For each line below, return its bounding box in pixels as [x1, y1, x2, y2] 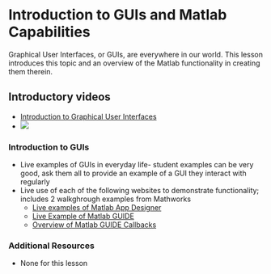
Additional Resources [8, 240, 95, 251]
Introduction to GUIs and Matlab [8, 6, 227, 24]
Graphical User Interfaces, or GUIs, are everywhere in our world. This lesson [8, 49, 263, 59]
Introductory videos [8, 91, 111, 104]
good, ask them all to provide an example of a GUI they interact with [19, 168, 247, 179]
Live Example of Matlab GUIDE [32, 212, 135, 221]
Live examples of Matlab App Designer [32, 203, 162, 213]
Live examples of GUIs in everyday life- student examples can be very [19, 160, 254, 170]
